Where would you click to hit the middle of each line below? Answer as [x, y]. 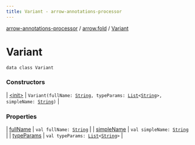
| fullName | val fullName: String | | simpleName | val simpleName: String [97, 129]
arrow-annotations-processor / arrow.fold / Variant [68, 28]
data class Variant [30, 68]
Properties [21, 116]
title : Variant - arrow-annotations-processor [64, 11]
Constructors [26, 82]
